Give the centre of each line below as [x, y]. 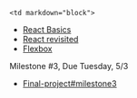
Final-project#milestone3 [69, 84]
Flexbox [37, 49]
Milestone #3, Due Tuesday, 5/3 [69, 66]
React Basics [47, 30]
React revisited [50, 39]
